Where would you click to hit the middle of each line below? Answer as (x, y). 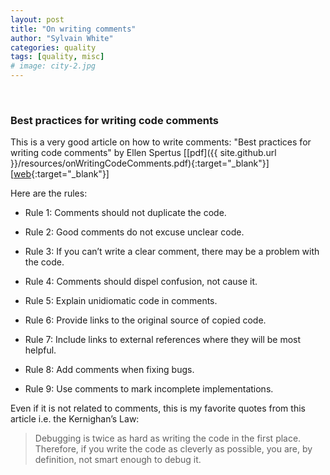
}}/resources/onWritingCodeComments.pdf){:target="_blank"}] (140, 163)
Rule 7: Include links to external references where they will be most (163, 340)
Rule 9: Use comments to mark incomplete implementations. (149, 389)
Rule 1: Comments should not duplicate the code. (125, 213)
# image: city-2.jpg (53, 66)
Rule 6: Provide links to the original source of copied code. (145, 320)
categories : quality (53, 47)
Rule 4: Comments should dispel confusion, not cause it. (141, 282)
